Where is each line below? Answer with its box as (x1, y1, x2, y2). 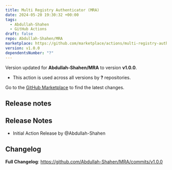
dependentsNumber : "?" (5, 50, 54, 55)
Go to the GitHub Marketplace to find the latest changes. (5, 84, 124, 90)
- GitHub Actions (10, 27, 47, 32)
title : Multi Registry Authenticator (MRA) (5, 7, 100, 13)
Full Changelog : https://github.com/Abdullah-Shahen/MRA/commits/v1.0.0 (5, 158, 163, 164)
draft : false (5, 31, 33, 36)
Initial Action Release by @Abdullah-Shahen (12, 130, 106, 136)
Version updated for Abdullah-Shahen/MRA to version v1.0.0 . (5, 65, 137, 71)
